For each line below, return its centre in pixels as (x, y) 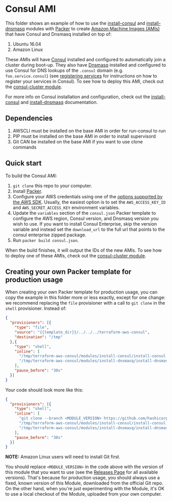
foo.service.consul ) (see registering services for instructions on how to (81, 76)
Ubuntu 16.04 (27, 44)
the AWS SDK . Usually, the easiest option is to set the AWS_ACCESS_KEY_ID (89, 202)
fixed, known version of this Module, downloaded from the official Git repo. (84, 483)
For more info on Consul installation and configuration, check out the (78, 97)
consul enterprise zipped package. (49, 235)
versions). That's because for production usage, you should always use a (83, 478)
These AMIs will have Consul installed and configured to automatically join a (85, 59)
